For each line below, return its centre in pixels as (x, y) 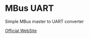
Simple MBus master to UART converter (44, 21)
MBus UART (30, 8)
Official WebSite (21, 30)
